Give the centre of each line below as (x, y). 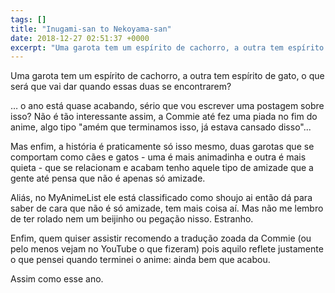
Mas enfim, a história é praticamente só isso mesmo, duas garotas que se (162, 147)
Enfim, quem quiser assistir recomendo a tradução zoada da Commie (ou (161, 238)
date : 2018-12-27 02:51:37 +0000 (80, 38)
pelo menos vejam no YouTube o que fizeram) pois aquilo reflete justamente (167, 249)
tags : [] (28, 19)
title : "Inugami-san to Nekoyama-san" (91, 29)
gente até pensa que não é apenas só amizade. (108, 178)
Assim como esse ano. (57, 279)
